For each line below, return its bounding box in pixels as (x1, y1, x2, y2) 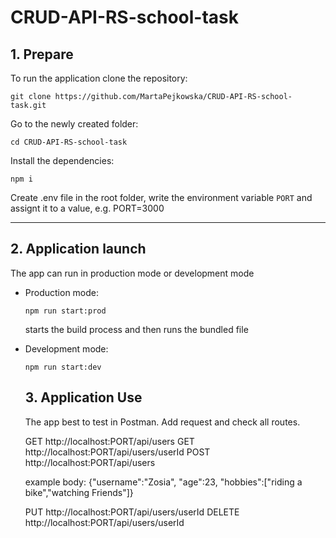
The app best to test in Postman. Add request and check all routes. (24, 416, 301, 428)
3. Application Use (24, 389, 143, 406)
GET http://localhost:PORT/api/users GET (24, 435, 195, 447)
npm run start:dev (24, 362, 102, 372)
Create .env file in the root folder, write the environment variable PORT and (10, 192, 313, 203)
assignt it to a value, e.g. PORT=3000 (10, 202, 165, 214)
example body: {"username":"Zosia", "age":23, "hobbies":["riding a (24, 476, 303, 488)
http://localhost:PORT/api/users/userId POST (24, 446, 211, 458)
